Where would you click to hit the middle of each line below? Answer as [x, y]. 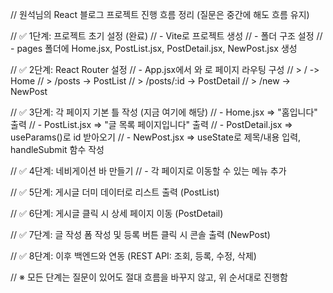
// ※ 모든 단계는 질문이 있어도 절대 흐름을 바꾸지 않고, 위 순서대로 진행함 [149, 277]
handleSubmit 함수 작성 [57, 149]
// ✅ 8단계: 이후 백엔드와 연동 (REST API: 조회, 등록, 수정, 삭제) [133, 256]
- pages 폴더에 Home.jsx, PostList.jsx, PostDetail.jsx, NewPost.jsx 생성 [154, 48]
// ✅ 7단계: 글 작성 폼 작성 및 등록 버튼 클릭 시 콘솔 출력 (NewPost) [140, 234]
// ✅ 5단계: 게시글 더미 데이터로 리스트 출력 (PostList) [115, 192]
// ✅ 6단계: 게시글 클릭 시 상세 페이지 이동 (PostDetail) [117, 213]
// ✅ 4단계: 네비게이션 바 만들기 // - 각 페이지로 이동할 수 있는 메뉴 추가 [148, 171]
